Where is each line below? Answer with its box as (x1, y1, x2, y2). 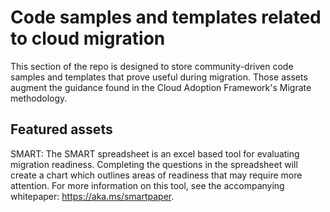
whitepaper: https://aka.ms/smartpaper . (10, 190, 175, 202)
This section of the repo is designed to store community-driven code (10, 60, 294, 72)
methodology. (10, 92, 68, 104)
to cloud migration (10, 27, 166, 50)
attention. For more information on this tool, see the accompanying (10, 179, 285, 191)
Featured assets (10, 121, 113, 138)
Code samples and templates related (10, 6, 322, 29)
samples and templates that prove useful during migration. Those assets (10, 71, 308, 83)
